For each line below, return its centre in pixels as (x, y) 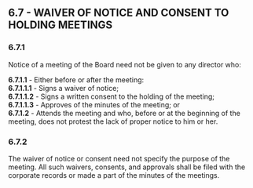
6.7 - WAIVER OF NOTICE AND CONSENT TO (119, 13)
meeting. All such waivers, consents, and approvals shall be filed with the (127, 167)
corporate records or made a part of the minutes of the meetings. (114, 175)
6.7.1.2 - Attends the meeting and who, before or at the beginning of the (125, 113)
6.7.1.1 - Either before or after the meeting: (76, 80)
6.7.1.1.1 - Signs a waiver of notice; (64, 88)
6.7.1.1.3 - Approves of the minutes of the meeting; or (94, 104)
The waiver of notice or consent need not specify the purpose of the (119, 158)
